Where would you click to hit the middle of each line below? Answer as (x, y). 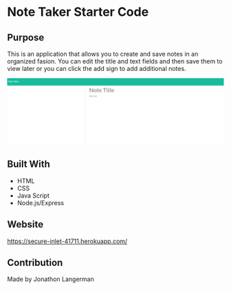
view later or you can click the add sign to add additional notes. (97, 69)
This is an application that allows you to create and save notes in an (103, 54)
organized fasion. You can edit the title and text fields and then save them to (115, 61)
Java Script (33, 195)
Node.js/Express (40, 203)
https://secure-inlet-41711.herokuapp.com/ (67, 241)
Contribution (35, 263)
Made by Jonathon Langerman (51, 279)
